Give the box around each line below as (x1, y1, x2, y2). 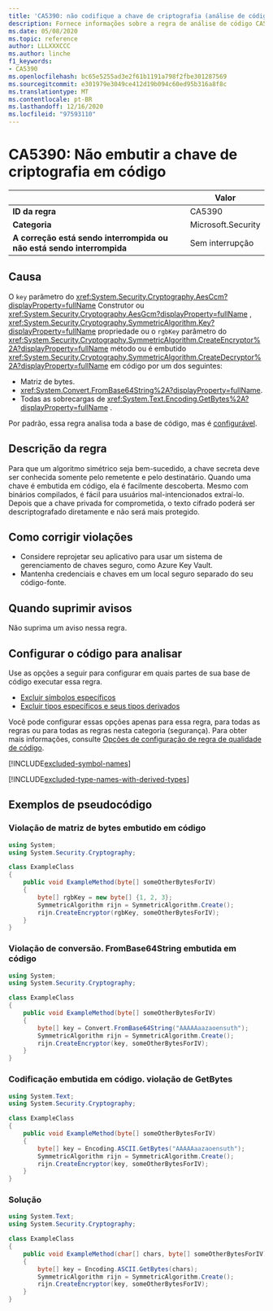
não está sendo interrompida (12, 242, 128, 253)
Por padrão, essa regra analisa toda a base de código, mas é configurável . (8, 418, 258, 428)
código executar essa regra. (8, 677, 103, 686)
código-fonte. (19, 578, 67, 588)
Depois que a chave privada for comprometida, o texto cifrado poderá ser (8, 498, 256, 508)
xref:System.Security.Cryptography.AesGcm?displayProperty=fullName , (8, 308, 252, 318)
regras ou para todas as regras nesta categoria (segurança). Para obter (8, 726, 248, 735)
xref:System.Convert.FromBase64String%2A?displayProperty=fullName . (19, 385, 263, 395)
